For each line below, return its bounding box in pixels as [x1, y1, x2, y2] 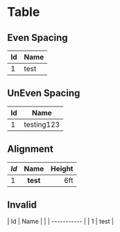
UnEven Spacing [7, 87, 80, 99]
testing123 [24, 119, 60, 129]
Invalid [7, 199, 37, 211]
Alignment [7, 143, 53, 155]
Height [51, 163, 74, 173]
